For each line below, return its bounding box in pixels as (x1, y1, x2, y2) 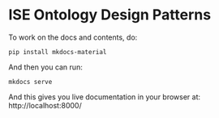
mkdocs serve (8, 78, 53, 86)
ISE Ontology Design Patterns (8, 6, 212, 24)
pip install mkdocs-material (8, 48, 107, 56)
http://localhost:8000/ (8, 100, 83, 110)
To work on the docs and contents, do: (8, 32, 138, 42)
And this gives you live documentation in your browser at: (8, 91, 201, 102)
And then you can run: (8, 62, 83, 72)
